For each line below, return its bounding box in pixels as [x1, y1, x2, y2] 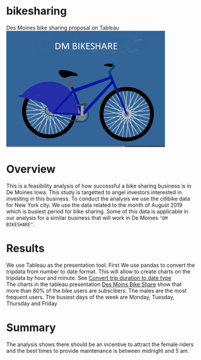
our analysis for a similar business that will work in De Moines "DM [6, 214, 168, 221]
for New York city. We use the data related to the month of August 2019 [6, 201, 183, 209]
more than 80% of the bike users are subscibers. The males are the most [6, 287, 187, 294]
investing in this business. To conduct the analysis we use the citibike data [6, 195, 190, 202]
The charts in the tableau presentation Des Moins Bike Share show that [6, 281, 182, 288]
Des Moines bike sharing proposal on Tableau [6, 24, 119, 31]
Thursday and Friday [6, 299, 58, 307]
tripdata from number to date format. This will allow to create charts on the [6, 267, 191, 275]
